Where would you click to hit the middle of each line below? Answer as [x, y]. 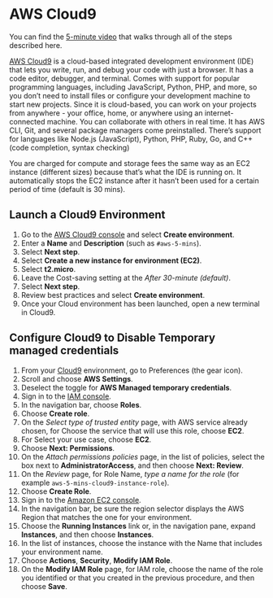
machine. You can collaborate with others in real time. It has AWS [156, 121]
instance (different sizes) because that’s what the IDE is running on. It [126, 172]
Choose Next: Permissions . [68, 447]
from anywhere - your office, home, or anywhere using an [106, 113]
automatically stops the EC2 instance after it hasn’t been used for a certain [134, 181]
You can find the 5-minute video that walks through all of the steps [121, 37]
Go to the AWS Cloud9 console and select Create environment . [128, 234]
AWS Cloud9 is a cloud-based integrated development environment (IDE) [132, 61]
